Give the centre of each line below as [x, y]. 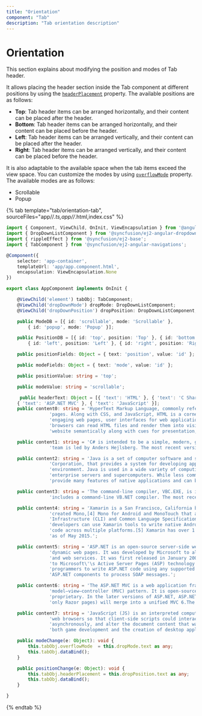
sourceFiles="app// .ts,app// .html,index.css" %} [65, 217]
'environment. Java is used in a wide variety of [112, 470]
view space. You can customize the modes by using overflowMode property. [99, 174]
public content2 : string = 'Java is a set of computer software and [105, 458]
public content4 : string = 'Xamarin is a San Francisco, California [105, 508]
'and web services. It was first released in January [118, 558]
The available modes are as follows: [50, 181]
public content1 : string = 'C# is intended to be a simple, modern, [105, 442]
